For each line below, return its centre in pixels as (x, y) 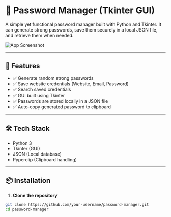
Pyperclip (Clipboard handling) (45, 159)
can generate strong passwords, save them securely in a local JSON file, (81, 29)
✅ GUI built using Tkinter (39, 95)
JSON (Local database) (37, 154)
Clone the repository (35, 196)
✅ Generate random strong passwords (53, 78)
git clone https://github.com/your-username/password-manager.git (77, 205)
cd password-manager (27, 210)
